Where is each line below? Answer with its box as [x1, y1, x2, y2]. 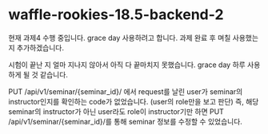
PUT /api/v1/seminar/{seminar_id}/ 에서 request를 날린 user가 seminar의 [8, 86, 243, 97]
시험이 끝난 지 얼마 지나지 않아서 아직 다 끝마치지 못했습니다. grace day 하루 [8, 60, 246, 69]
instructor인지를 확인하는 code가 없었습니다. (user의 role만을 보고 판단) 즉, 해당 [8, 97, 259, 106]
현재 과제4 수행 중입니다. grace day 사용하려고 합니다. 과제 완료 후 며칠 [8, 33, 231, 42]
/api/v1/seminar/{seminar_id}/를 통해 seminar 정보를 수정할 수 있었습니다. [8, 116, 242, 126]
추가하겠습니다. [16, 42, 65, 53]
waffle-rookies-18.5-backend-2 [8, 6, 224, 24]
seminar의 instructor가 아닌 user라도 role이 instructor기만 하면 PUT [8, 106, 224, 116]
